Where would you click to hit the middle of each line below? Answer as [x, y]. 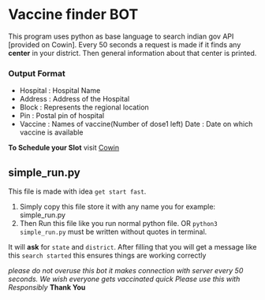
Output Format [37, 73]
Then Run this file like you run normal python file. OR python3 [119, 224]
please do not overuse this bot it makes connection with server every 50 [126, 271]
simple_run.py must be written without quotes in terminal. [113, 232]
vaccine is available [52, 132]
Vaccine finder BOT [73, 15]
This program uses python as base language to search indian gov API [121, 36]
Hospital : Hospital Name [60, 91]
